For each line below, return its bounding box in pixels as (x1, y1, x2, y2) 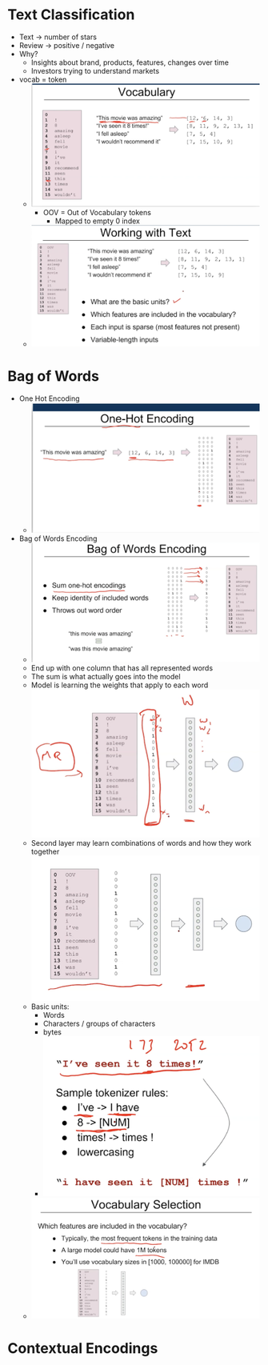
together (30, 847, 60, 857)
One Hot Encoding (18, 394, 81, 403)
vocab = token (18, 74, 67, 84)
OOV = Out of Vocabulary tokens (42, 207, 151, 217)
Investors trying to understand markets (30, 66, 160, 75)
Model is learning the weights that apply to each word (30, 680, 209, 690)
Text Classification (7, 6, 135, 24)
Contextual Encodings (7, 1339, 158, 1357)
